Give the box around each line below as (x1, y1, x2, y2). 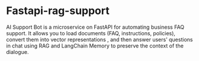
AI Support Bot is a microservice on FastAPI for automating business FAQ (6, 23, 185, 30)
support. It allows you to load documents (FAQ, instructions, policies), (6, 29, 176, 36)
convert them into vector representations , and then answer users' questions (6, 36, 193, 43)
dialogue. (6, 48, 29, 55)
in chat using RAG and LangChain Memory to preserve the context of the (6, 42, 184, 49)
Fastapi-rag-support (6, 4, 110, 18)
